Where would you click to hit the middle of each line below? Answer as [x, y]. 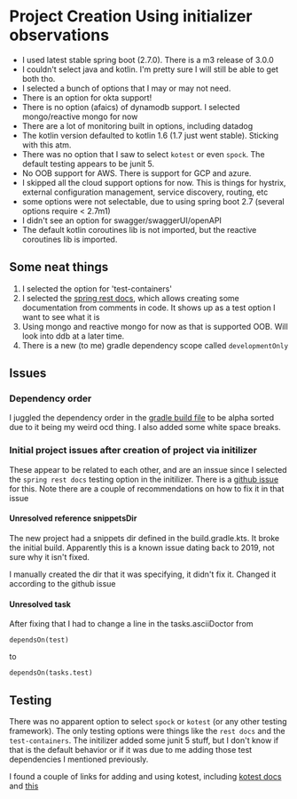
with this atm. [47, 145]
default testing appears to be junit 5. [88, 164]
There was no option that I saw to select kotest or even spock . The [143, 154]
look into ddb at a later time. [73, 336]
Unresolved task [40, 604]
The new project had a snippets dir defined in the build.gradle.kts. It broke [145, 538]
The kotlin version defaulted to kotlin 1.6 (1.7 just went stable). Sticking [150, 135]
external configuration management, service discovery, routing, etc [145, 192]
